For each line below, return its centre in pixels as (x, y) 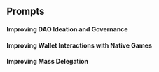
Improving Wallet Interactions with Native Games (79, 45)
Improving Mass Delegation (48, 62)
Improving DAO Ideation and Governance (67, 29)
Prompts (26, 12)
